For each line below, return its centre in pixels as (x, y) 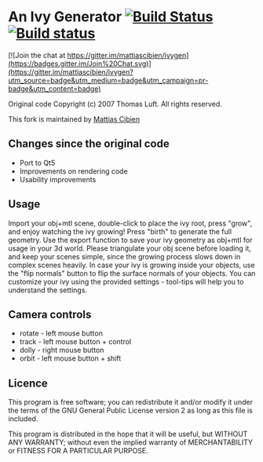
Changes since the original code (89, 144)
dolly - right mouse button (62, 350)
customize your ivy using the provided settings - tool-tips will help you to (126, 281)
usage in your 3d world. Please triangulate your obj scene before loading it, (130, 248)
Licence (28, 383)
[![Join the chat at (37, 55)
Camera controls (50, 314)
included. (23, 419)
